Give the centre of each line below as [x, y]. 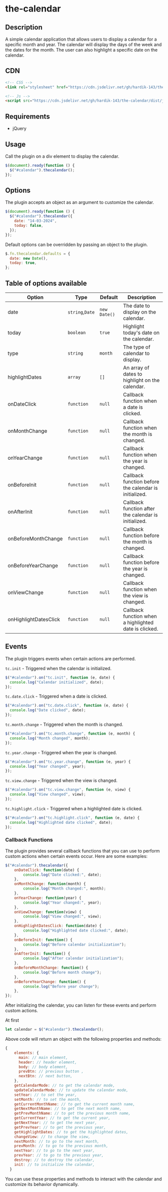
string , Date [81, 312]
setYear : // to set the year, [46, 1095]
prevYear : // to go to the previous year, [59, 1155]
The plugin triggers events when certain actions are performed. [70, 659]
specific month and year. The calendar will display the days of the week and [83, 45]
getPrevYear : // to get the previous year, [60, 1127]
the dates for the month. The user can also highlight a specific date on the [81, 50]
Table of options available [46, 283]
